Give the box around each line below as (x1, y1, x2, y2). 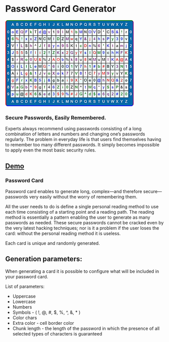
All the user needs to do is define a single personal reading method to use (5, 203, 159, 210)
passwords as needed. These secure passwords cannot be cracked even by (5, 219, 164, 225)
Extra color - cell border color (12, 320, 74, 326)
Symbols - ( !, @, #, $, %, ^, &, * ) (12, 309, 81, 315)
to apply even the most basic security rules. (5, 147, 96, 153)
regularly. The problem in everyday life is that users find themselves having (5, 136, 161, 142)
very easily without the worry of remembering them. (29, 193, 138, 200)
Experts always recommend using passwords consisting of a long (5, 126, 142, 132)
